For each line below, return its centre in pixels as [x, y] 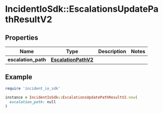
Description [112, 51]
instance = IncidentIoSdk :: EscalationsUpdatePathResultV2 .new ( [71, 97]
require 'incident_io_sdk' [33, 88]
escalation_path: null [33, 102]
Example [19, 77]
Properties [22, 38]
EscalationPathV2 [72, 60]
